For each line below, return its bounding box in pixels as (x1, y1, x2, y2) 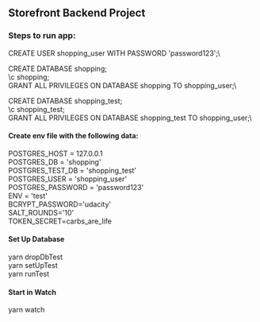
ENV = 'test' (8, 191, 48, 200)
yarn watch (8, 305, 45, 315)
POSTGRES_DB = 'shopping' (8, 157, 101, 166)
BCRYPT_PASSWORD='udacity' (8, 199, 112, 209)
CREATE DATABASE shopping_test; (8, 95, 123, 106)
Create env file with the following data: (8, 131, 139, 141)
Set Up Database (8, 235, 65, 244)
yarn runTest (8, 270, 50, 279)
